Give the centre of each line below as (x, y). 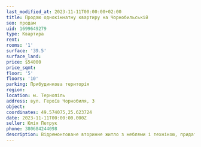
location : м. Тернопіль (36, 95)
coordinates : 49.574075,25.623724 (49, 112)
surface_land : (24, 56)
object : (16, 106)
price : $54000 (24, 62)
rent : (13, 40)
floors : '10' (22, 79)
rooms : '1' (20, 46)
